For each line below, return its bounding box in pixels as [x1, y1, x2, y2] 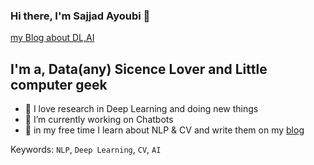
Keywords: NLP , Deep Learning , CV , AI [10, 144, 162, 156]
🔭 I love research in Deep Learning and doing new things [24, 103, 259, 115]
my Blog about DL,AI [10, 32, 95, 44]
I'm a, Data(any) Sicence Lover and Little [10, 60, 268, 78]
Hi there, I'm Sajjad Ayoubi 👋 [10, 9, 151, 23]
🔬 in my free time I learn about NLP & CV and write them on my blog [24, 124, 305, 136]
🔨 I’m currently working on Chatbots [24, 114, 174, 126]
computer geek [10, 76, 108, 93]
